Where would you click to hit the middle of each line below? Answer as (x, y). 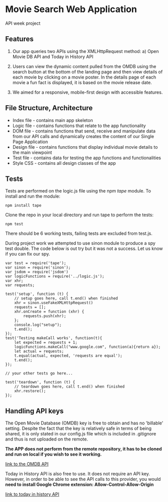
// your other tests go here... (39, 373)
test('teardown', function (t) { (40, 382)
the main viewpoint (32, 152)
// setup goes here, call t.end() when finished (66, 298)
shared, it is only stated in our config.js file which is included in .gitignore (81, 434)
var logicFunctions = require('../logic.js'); (55, 276)
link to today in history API (32, 494)
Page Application (30, 142)
